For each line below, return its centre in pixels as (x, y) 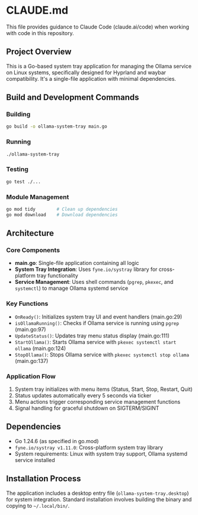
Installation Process (44, 479)
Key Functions (27, 304)
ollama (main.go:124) (40, 348)
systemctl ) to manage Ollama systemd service (71, 288)
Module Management (38, 197)
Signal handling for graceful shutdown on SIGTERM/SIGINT (87, 408)
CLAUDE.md (37, 10)
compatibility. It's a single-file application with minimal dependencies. (91, 78)
